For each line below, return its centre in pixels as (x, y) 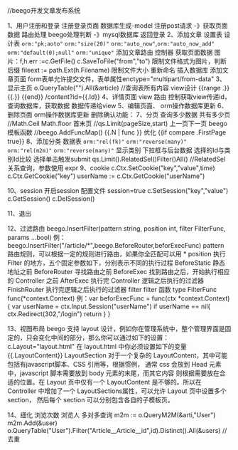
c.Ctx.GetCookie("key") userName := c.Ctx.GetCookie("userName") (106, 176)
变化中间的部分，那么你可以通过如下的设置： (103, 337)
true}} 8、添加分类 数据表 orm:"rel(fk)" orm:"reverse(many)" (97, 141)
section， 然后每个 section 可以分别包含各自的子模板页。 (91, 400)
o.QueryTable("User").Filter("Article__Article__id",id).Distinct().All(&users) (114, 430)
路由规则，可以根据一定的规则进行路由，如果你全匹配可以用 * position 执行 (117, 254)
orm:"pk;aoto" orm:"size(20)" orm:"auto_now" (88, 44)
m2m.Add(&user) (33, 423)
